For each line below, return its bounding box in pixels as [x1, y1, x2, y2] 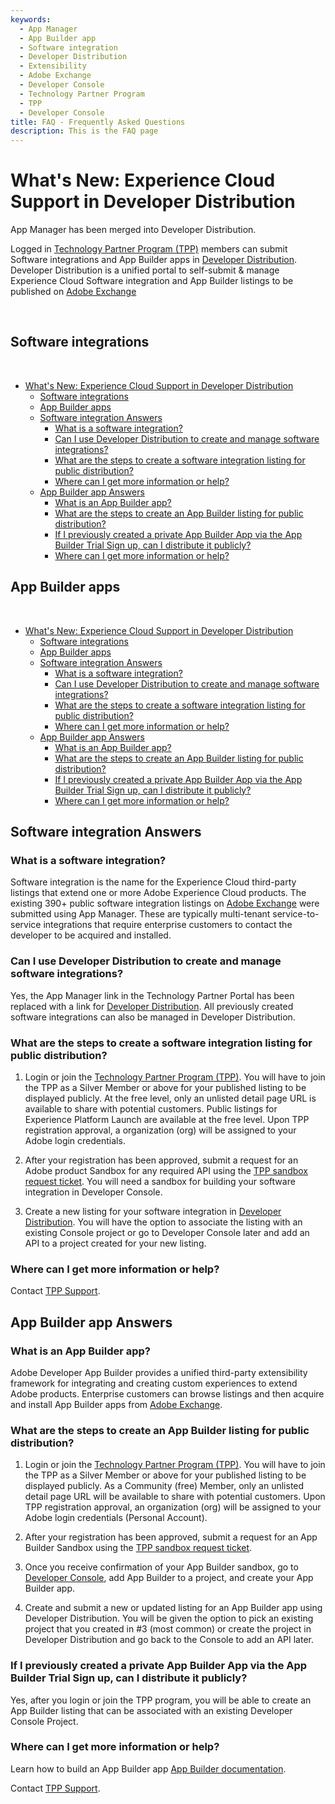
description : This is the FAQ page [10, 126, 159, 136]
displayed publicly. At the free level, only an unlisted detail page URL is [24, 1092, 317, 1104]
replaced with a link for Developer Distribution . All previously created [10, 1000, 294, 1012]
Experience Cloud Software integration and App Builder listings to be [10, 275, 294, 287]
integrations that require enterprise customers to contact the [43, 919, 293, 931]
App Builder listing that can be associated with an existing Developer [10, 1704, 293, 1716]
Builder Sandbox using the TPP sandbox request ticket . [24, 1542, 253, 1554]
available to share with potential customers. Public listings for [24, 1102, 278, 1115]
